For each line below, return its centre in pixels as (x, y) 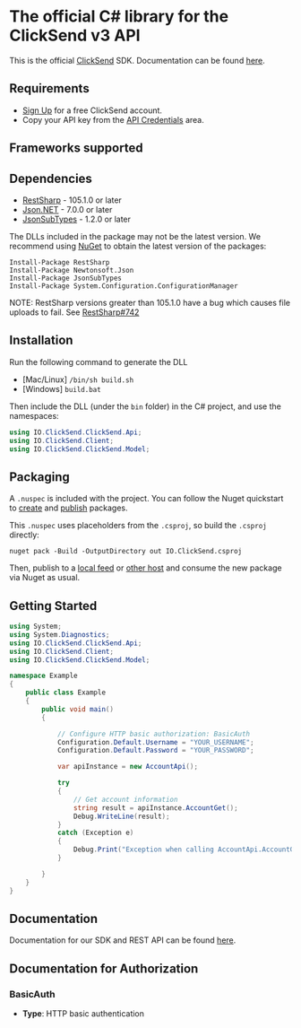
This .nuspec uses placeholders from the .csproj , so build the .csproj (138, 526)
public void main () (78, 709)
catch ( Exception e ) (95, 833)
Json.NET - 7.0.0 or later (67, 209)
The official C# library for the (119, 17)
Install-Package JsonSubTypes (66, 278)
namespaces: (34, 415)
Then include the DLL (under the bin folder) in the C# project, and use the (146, 406)
